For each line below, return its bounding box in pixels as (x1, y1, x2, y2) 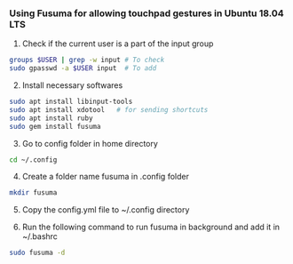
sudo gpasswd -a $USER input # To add (9, 64, 157, 73)
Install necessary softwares (21, 80, 123, 91)
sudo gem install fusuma (9, 122, 101, 131)
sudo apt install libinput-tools (9, 97, 133, 107)
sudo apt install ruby (9, 114, 93, 123)
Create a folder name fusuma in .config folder (21, 172, 189, 182)
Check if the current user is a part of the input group (21, 38, 214, 49)
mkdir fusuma (9, 188, 58, 197)
